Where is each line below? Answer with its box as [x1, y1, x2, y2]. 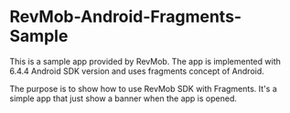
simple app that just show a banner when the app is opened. [9, 93, 238, 104]
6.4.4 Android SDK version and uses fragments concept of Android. [9, 66, 265, 77]
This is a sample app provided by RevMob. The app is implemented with [9, 56, 281, 67]
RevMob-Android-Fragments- [9, 6, 242, 27]
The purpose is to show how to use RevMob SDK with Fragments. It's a [9, 83, 277, 94]
